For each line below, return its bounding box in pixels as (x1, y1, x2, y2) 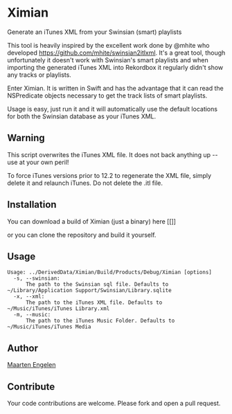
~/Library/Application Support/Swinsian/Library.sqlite (7, 287, 172, 294)
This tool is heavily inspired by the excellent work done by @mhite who (7, 41, 210, 49)
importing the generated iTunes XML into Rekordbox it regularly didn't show (7, 63, 224, 71)
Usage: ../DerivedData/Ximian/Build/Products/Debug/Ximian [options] (7, 269, 213, 276)
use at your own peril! (7, 158, 69, 166)
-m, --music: (13, 312, 51, 318)
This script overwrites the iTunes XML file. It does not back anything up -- (7, 150, 218, 159)
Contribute (7, 381, 55, 393)
